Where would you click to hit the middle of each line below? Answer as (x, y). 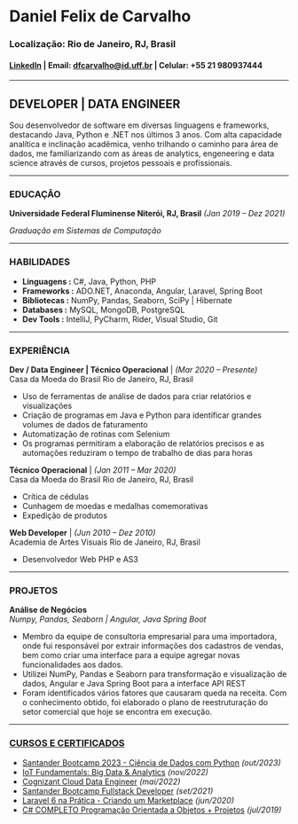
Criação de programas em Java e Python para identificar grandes (141, 415)
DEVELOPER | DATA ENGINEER (95, 104)
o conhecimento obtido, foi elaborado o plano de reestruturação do (145, 702)
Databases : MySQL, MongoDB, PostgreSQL (103, 310)
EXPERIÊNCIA (40, 350)
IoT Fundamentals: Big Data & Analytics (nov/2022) (115, 772)
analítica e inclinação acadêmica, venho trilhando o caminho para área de (144, 145)
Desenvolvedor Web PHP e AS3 (80, 560)
